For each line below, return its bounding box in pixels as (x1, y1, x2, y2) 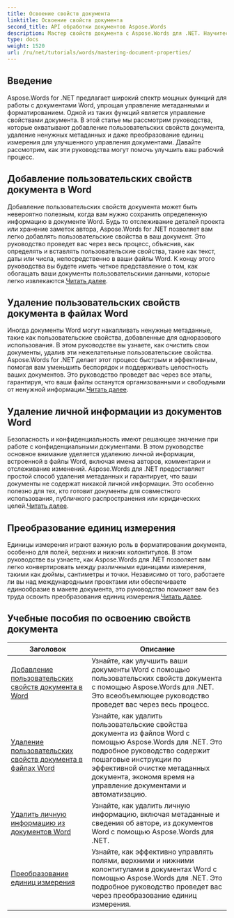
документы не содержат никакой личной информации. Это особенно (7, 479, 214, 488)
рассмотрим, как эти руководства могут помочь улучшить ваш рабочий (7, 145, 224, 153)
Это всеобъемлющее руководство (91, 691, 210, 700)
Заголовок (29, 644, 66, 654)
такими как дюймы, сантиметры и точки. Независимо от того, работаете (7, 570, 225, 578)
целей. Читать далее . (7, 502, 69, 510)
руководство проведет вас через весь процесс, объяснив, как (7, 239, 195, 248)
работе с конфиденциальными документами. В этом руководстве (7, 442, 204, 451)
